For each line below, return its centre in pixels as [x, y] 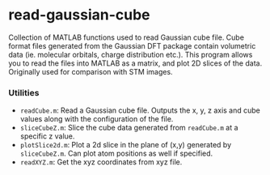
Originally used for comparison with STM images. [91, 71]
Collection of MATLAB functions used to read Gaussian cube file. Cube [127, 37]
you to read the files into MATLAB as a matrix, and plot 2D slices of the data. [135, 63]
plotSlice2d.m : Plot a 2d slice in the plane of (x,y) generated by [126, 145]
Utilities [24, 92]
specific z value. [47, 136]
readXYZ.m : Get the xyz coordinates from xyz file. [101, 162]
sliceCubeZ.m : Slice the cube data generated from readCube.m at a [129, 128]
